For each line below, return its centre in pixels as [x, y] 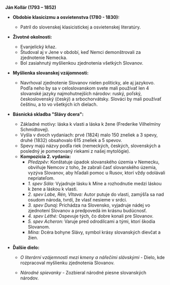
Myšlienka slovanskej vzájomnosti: [50, 73]
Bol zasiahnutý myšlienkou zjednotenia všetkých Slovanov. [82, 63]
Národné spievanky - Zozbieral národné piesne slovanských [83, 273]
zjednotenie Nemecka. [44, 58]
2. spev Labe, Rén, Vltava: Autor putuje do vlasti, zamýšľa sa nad [96, 194]
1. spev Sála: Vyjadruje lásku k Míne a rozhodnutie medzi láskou [95, 183]
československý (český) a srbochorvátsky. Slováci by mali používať [91, 99]
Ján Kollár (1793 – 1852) [31, 7]
